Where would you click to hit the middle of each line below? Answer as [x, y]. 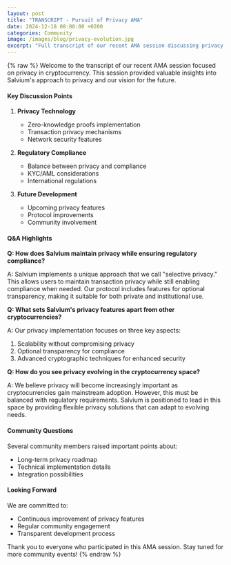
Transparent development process [66, 533]
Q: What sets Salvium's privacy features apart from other [91, 310]
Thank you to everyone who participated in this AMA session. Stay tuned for [115, 546]
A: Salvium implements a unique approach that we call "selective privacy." [112, 275]
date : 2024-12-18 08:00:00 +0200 [55, 26]
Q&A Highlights [30, 238]
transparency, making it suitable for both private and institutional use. [106, 296]
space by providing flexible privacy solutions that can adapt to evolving [108, 407]
